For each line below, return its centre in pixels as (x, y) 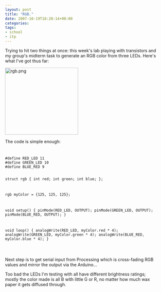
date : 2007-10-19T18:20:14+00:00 (39, 18)
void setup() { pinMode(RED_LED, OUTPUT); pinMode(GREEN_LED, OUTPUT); (79, 210)
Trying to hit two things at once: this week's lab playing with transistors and (81, 50)
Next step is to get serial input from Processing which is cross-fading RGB (79, 259)
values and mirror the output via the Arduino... (51, 265)
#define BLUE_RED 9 (25, 167)
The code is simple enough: (33, 141)
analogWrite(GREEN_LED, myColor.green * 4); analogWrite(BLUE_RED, (75, 235)
